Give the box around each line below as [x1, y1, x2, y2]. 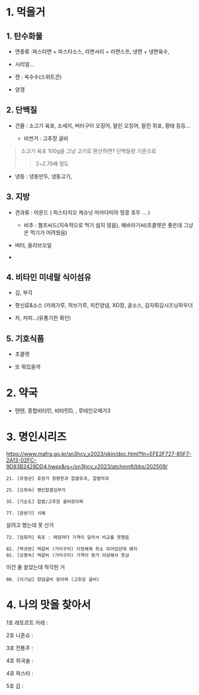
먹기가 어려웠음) [30, 229, 67, 236]
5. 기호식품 [6, 333, 45, 343]
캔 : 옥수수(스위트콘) [14, 73, 62, 80]
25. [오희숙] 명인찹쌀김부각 [6, 487, 66, 494]
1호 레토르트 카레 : [6, 619, 48, 626]
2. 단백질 [6, 105, 38, 115]
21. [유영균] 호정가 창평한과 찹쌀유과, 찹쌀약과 [6, 476, 109, 482]
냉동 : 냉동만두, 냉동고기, [14, 172, 73, 179]
